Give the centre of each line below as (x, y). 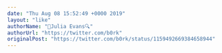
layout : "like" (29, 20)
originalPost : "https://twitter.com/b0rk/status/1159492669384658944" (111, 39)
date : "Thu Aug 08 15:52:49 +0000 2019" (67, 13)
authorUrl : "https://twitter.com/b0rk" (65, 33)
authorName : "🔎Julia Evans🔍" (50, 26)
